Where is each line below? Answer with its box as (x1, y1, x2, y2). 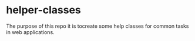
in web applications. (6, 28, 55, 35)
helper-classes (6, 3, 81, 17)
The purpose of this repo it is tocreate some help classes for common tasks (6, 23, 189, 29)
